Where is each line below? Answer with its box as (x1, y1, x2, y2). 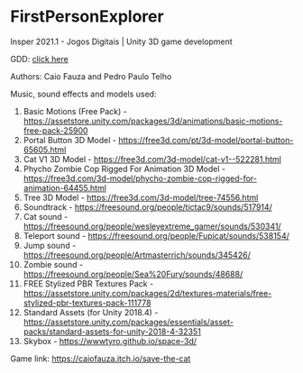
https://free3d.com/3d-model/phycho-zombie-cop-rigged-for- (23, 173, 258, 184)
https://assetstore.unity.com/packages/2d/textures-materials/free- (23, 287, 272, 298)
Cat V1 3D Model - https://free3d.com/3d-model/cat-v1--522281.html (23, 153, 282, 164)
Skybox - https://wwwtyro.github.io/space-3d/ (23, 335, 197, 346)
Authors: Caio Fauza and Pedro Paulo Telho (10, 70, 172, 82)
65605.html (23, 144, 67, 155)
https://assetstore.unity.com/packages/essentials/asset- (23, 316, 234, 327)
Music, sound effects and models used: (10, 88, 157, 99)
